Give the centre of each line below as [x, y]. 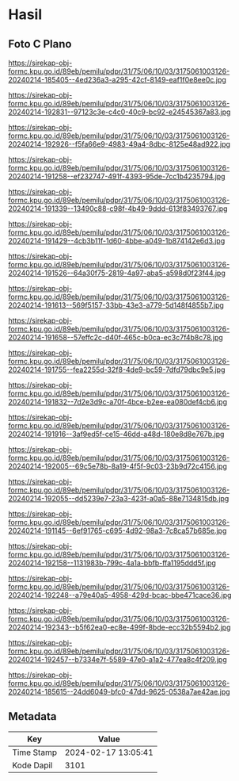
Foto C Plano [40, 44]
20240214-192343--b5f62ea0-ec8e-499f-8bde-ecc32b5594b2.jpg [119, 627]
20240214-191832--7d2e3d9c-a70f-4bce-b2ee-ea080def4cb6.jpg [118, 402]
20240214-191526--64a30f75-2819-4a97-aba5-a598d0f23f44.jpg [117, 273]
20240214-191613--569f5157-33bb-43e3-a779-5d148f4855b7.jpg [116, 305]
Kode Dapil [32, 765]
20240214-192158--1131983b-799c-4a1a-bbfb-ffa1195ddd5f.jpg [112, 563]
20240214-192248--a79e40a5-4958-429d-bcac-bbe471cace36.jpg [120, 595]
